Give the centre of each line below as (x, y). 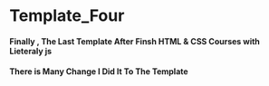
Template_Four (67, 16)
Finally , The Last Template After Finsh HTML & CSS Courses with (135, 41)
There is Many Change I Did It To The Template (99, 72)
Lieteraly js (31, 51)
